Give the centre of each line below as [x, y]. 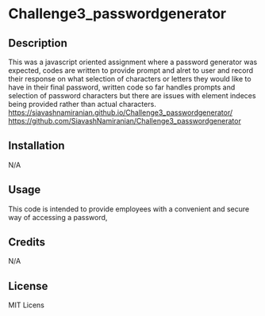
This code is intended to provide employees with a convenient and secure [129, 209]
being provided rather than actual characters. [82, 104]
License [28, 286]
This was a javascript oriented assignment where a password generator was [133, 62]
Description [38, 43]
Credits [27, 242]
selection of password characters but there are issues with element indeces [132, 95]
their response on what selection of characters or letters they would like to [130, 79]
